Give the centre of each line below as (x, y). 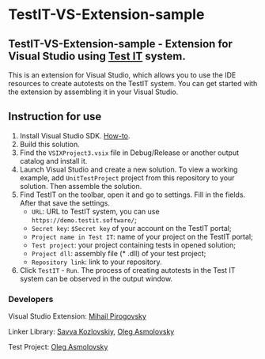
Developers (31, 299)
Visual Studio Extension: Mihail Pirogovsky (77, 316)
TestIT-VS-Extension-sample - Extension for (121, 44)
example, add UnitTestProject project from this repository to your (127, 178)
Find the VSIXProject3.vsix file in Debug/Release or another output (129, 153)
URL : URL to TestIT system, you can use (95, 211)
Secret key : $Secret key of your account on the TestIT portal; (131, 228)
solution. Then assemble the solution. (81, 186)
